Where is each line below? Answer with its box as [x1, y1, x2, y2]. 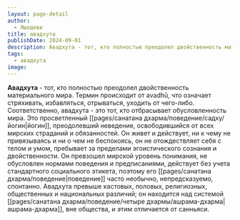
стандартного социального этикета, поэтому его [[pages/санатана [7, 166, 212, 175]
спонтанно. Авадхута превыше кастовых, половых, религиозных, [7, 181, 207, 190]
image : [7, 64, 27, 71]
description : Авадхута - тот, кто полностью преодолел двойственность [7, 44, 222, 51]
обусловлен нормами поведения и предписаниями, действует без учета [7, 159, 231, 168]
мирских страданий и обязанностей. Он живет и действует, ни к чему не [7, 129, 231, 137]
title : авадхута [7, 30, 56, 38]
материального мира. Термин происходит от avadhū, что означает [7, 91, 212, 99]
